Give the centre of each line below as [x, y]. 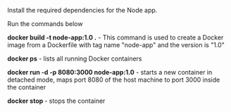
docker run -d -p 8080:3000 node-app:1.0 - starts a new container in [110, 72]
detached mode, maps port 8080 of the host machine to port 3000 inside [114, 80]
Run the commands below [45, 24]
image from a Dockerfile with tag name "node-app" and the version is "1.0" [116, 45]
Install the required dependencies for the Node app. [82, 10]
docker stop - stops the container [56, 101]
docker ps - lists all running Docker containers [75, 58]
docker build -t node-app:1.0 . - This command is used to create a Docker [115, 37]
